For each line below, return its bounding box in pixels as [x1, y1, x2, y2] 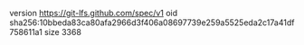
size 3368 [43, 27, 81, 37]
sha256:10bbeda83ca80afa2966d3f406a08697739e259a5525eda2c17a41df [9, 17, 295, 28]
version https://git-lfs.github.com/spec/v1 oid [9, 8, 178, 18]
